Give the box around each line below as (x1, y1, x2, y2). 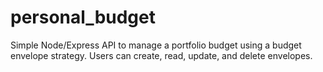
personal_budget (10, 6, 156, 29)
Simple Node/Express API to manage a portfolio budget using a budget (10, 39, 302, 51)
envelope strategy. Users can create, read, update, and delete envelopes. (10, 49, 313, 61)
